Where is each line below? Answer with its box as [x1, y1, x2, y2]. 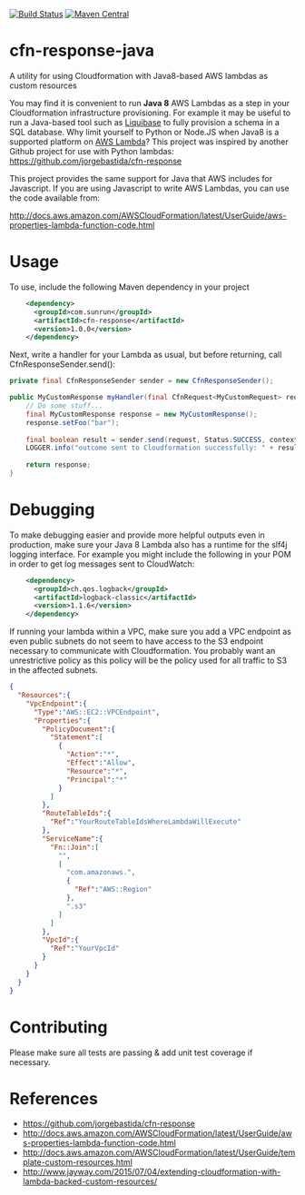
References [9, 1088, 98, 1109]
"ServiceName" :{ [42, 834, 103, 844]
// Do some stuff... [25, 401, 103, 410]
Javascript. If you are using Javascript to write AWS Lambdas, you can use [9, 183, 290, 193]
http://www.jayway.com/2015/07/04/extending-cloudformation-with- [22, 1167, 281, 1178]
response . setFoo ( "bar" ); [25, 418, 120, 427]
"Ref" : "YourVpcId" [49, 944, 120, 953]
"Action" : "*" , [66, 750, 120, 759]
